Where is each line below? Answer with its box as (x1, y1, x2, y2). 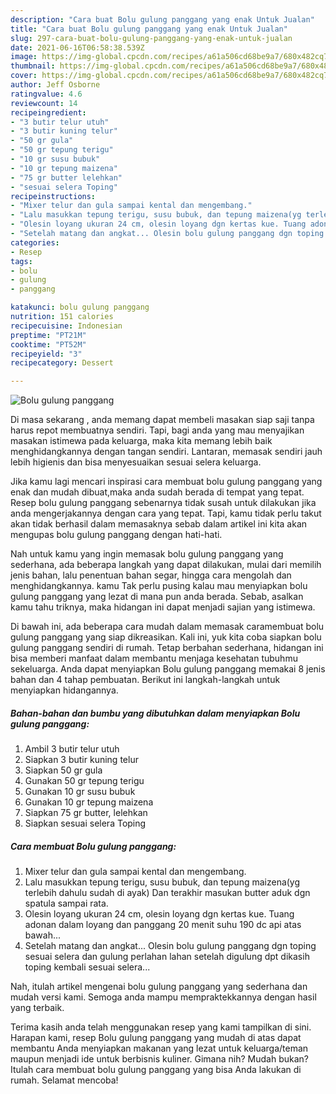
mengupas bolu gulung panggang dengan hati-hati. (10, 529, 223, 541)
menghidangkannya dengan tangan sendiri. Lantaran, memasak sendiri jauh (10, 446, 323, 458)
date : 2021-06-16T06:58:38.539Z (10, 42, 145, 53)
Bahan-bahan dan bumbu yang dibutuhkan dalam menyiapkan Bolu (10, 707, 301, 719)
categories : (10, 237, 60, 248)
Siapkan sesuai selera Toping (24, 817, 147, 830)
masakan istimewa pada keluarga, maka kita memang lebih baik (10, 435, 273, 447)
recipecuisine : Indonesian (10, 321, 123, 331)
